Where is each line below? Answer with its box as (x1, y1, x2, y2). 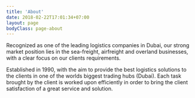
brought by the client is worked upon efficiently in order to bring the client (6, 79, 188, 86)
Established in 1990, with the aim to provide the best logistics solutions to (6, 66, 187, 73)
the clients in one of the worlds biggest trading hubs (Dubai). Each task (6, 72, 181, 79)
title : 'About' (6, 8, 44, 15)
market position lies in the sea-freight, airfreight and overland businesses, (6, 48, 188, 56)
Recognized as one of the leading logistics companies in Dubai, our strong (6, 42, 190, 49)
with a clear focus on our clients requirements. (6, 54, 121, 62)
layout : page (6, 20, 39, 26)
